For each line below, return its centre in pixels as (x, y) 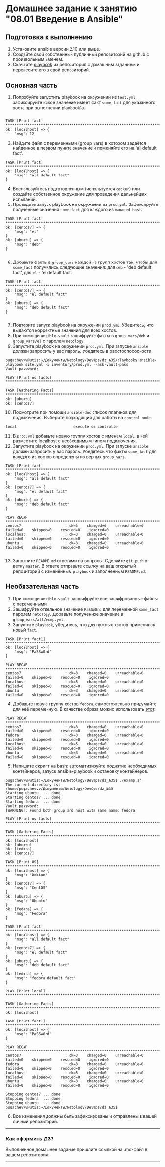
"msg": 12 (24, 134)
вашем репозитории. (27, 1154)
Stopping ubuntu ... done (33, 1103)
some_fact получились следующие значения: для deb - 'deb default (82, 267)
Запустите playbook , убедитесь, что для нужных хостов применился (84, 624)
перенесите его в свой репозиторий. (51, 70)
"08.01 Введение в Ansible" (64, 19)
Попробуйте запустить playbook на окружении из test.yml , (74, 97)
